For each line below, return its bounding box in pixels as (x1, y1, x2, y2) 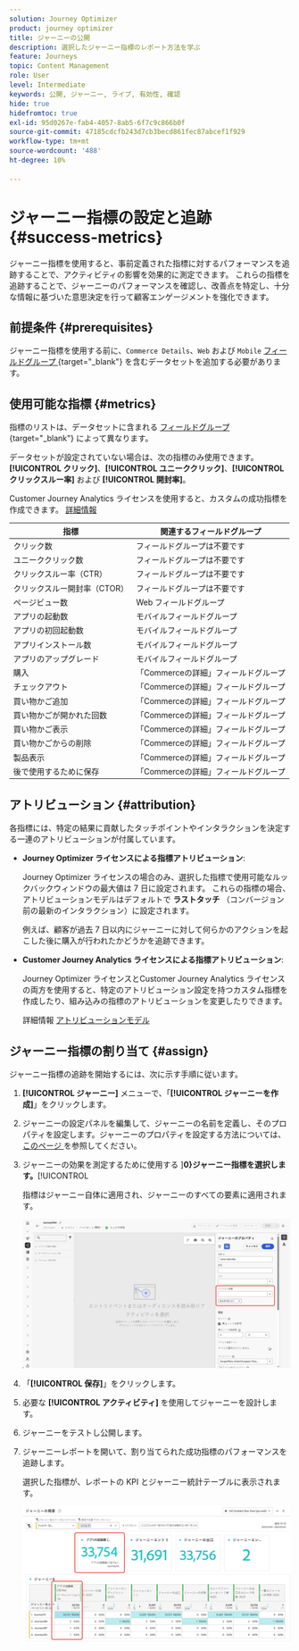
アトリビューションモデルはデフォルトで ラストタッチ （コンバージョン (21, 894, 285, 905)
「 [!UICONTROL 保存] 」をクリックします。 (21, 1379, 181, 1389)
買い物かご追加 (12, 695, 69, 706)
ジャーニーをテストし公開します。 (21, 1428, 147, 1438)
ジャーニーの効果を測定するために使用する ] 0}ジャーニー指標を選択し (21, 1160, 278, 1170)
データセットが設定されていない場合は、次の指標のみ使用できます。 (9, 452, 259, 463)
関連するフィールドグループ (160, 525, 262, 536)
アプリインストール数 (12, 639, 92, 650)
